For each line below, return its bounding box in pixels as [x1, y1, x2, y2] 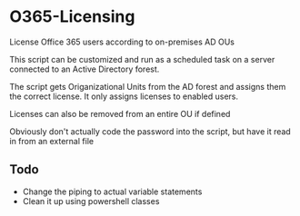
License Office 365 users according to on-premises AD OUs [9, 36, 235, 47]
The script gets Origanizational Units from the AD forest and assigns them [9, 81, 286, 92]
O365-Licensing [9, 6, 135, 27]
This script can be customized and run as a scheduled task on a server [9, 54, 275, 64]
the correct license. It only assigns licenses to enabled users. [9, 91, 239, 102]
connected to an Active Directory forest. [9, 64, 160, 74]
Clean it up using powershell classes [22, 195, 160, 206]
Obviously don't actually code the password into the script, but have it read [9, 125, 291, 137]
